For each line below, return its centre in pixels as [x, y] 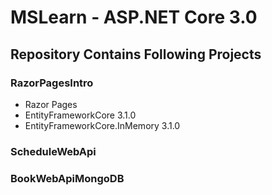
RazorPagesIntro [52, 83]
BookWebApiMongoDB [67, 178]
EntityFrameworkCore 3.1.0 [80, 115]
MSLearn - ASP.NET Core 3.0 [134, 17]
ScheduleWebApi [53, 151]
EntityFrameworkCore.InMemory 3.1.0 [102, 125]
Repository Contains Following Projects [136, 54]
